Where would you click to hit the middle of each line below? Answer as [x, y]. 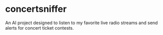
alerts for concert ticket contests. [40, 28]
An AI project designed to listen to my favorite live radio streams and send [81, 23]
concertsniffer [36, 9]
